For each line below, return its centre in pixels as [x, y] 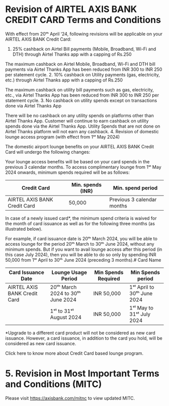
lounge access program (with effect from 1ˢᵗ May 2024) [62, 137]
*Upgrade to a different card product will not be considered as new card [80, 333]
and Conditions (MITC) [54, 384]
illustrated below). [24, 229]
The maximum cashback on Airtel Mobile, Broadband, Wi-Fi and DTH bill [80, 64]
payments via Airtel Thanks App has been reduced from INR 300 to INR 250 [84, 69]
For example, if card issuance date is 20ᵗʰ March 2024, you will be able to [81, 238]
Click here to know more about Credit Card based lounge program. [74, 353]
